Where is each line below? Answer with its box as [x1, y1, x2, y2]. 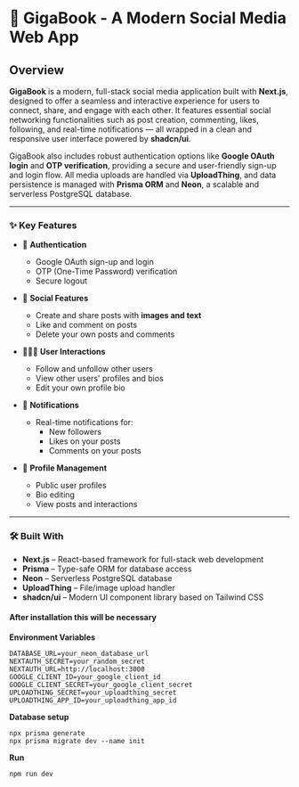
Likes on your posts [48, 436, 121, 447]
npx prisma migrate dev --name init [9, 736, 145, 745]
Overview [9, 62, 65, 78]
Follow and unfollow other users [35, 364, 153, 374]
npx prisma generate [9, 728, 86, 738]
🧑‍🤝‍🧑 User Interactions [21, 347, 106, 357]
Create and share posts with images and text [35, 310, 202, 321]
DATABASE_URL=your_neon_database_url [9, 649, 149, 658]
